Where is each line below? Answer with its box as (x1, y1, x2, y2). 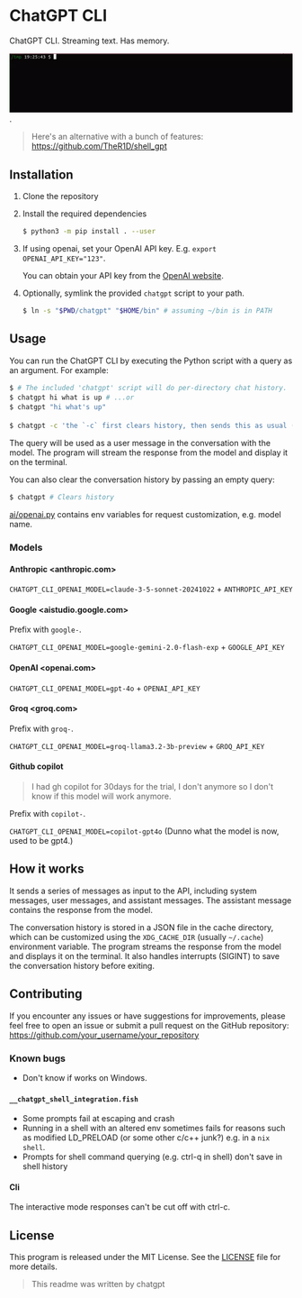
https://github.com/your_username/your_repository (9, 1029, 200, 1040)
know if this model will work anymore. (31, 791, 173, 802)
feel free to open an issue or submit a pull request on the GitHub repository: (9, 1019, 289, 1030)
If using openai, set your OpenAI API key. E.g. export (22, 243, 218, 254)
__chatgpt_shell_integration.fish (9, 1094, 139, 1104)
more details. (9, 1261, 58, 1272)
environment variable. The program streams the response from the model (9, 941, 281, 952)
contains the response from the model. (9, 904, 154, 915)
